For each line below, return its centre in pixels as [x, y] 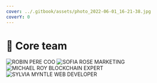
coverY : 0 [18, 17]
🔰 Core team [37, 46]
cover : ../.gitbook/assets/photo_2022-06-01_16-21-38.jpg [78, 11]
